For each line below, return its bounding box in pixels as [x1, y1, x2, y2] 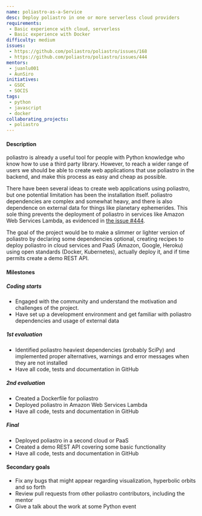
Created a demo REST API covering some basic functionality [15, 443, 166, 451]
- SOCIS [8, 88, 28, 94]
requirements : [6, 20, 42, 26]
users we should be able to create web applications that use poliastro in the [6, 167, 195, 174]
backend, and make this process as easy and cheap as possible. [6, 173, 168, 181]
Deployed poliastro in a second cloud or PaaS [15, 437, 129, 444]
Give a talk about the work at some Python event [15, 503, 137, 510]
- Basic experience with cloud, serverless [8, 25, 120, 32]
